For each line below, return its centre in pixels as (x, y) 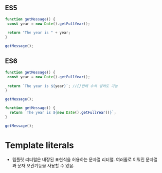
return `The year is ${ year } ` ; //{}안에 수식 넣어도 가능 (63, 86)
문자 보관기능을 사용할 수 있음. (46, 165)
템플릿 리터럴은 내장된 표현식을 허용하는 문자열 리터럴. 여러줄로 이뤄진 (78, 159)
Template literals (39, 145)
